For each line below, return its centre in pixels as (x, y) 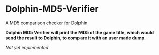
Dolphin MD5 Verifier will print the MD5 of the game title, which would (80, 32)
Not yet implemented (27, 47)
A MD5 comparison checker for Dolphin (46, 23)
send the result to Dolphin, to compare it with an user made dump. (76, 38)
